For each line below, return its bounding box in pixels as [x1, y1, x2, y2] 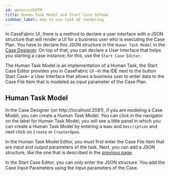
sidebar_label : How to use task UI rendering [5, 17, 104, 22]
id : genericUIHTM [5, 7, 42, 13]
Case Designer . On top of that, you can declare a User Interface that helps [5, 47, 161, 54]
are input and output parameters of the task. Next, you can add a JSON [5, 144, 155, 150]
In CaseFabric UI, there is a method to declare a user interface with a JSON [5, 31, 163, 37]
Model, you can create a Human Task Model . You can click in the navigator [5, 113, 163, 119]
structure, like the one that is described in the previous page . [5, 149, 134, 156]
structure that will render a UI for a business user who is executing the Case [5, 36, 165, 42]
